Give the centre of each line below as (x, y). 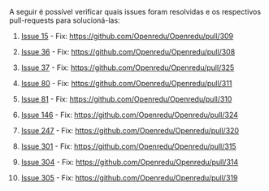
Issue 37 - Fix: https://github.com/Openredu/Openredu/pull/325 (128, 67)
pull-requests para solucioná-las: (65, 20)
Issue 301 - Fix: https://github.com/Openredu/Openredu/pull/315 (128, 146)
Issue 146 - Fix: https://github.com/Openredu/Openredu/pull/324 (130, 115)
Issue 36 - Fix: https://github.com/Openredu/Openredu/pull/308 (128, 52)
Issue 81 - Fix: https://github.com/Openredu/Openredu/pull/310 (126, 99)
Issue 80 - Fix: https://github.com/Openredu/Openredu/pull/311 (126, 83)
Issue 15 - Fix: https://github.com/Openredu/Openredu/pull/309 (127, 36)
